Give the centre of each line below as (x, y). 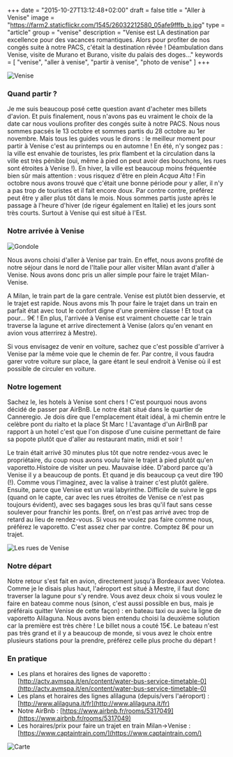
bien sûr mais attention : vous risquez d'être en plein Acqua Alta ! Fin (106, 176)
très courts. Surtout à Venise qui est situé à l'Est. (77, 213)
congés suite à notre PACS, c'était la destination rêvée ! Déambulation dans (115, 47)
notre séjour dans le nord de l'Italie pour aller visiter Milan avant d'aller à (111, 267)
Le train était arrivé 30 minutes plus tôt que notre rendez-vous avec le (108, 452)
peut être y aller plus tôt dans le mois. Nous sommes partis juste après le (112, 198)
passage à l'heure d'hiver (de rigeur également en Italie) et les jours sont (112, 206)
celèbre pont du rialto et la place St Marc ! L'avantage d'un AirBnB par (107, 424)
